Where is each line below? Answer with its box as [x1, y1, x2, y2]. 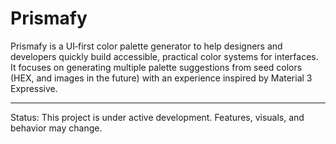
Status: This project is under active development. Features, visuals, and [10, 111, 305, 123]
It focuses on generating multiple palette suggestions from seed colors [10, 61, 303, 73]
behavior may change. [10, 122, 103, 134]
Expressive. [10, 82, 58, 94]
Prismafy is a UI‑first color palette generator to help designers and [10, 40, 283, 52]
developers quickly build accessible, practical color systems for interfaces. [10, 50, 319, 62]
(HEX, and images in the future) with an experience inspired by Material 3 [10, 72, 313, 84]
